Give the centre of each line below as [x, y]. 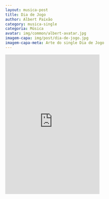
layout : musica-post [27, 10]
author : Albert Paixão [29, 19]
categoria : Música [24, 29]
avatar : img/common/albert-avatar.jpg [46, 33]
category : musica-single [31, 24]
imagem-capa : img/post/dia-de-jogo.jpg [47, 38]
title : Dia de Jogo [26, 15]
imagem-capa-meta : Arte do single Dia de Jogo [55, 43]
